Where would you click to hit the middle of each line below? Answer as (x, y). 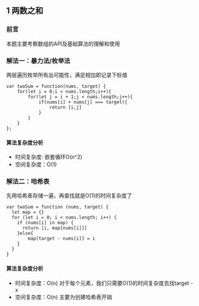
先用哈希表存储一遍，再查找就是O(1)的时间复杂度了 (69, 196)
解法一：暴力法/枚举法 (38, 61)
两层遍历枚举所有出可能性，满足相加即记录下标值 (67, 75)
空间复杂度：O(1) (36, 165)
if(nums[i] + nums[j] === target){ (83, 102)
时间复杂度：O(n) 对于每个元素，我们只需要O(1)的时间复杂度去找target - (104, 283)
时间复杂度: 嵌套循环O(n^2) (49, 157)
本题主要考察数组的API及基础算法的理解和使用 (63, 43)
